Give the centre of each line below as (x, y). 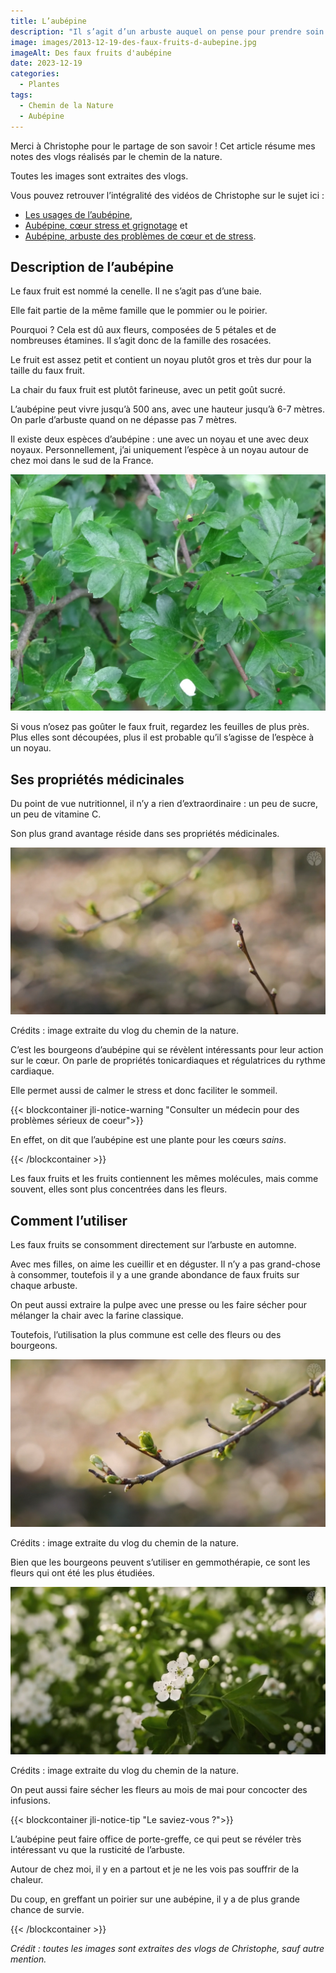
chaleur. (27, 1880)
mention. (28, 1959)
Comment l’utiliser (69, 1220)
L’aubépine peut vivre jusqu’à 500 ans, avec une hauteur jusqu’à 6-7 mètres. (167, 409)
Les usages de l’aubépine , (78, 214)
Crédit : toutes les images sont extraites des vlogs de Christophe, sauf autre (167, 1949)
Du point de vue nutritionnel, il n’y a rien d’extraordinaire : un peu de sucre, (164, 804)
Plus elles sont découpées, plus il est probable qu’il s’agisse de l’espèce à (162, 737)
